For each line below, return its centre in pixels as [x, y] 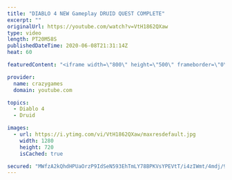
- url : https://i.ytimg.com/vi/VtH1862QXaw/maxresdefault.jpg [105, 134]
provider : [21, 77]
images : [18, 128]
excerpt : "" [24, 20]
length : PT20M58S [32, 39]
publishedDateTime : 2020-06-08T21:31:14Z [68, 46]
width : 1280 [37, 141]
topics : [18, 102]
